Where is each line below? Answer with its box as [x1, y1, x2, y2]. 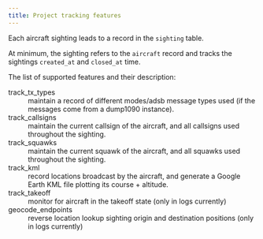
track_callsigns [8, 112, 57, 122]
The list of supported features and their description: [8, 72, 176, 81]
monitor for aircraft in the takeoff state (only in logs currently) [28, 196, 227, 206]
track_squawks [8, 137, 57, 147]
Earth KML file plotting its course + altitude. [28, 179, 169, 189]
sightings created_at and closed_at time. [8, 57, 141, 66]
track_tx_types [8, 88, 56, 97]
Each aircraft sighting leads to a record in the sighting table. [8, 33, 205, 43]
